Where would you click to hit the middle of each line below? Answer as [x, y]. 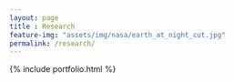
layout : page [34, 18]
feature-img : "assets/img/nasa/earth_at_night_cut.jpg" [117, 35]
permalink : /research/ [52, 43]
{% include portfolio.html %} [63, 69]
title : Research [42, 26]
